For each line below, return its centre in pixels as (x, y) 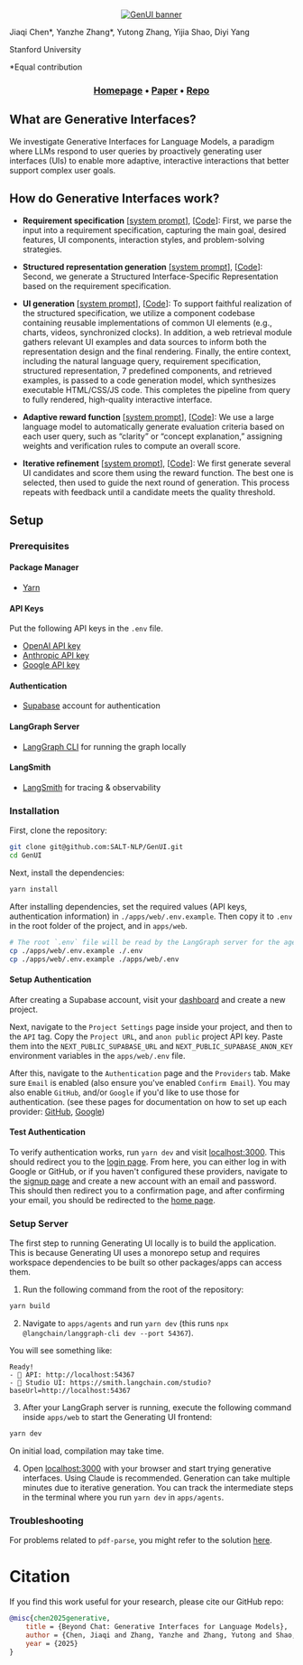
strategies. (42, 249)
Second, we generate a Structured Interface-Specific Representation (150, 276)
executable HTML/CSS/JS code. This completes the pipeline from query (156, 389)
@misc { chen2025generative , (60, 1618)
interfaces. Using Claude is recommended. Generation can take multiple (156, 1478)
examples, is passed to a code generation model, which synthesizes (149, 380)
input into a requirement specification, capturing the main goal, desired (154, 229)
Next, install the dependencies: (67, 873)
